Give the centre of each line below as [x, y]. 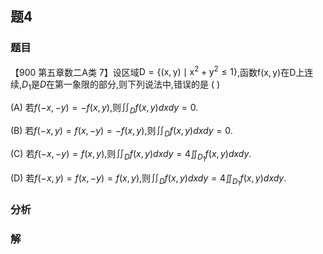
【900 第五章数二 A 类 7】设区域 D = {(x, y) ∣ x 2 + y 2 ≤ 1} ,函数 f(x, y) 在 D [153, 71]
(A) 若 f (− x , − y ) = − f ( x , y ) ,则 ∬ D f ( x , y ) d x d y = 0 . [104, 109]
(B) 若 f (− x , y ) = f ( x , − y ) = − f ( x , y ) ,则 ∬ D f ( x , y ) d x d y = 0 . [121, 131]
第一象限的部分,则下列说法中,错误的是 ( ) [137, 84]
